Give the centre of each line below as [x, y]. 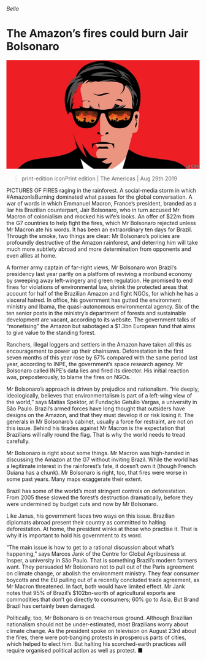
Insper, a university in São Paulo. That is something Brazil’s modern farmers [102, 561]
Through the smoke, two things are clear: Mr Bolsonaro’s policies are [93, 236]
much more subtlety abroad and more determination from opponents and [99, 249]
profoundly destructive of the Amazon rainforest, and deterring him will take [102, 243]
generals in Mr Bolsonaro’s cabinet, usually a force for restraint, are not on [100, 422]
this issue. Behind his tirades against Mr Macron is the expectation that [96, 428]
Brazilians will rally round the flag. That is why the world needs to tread [96, 435]
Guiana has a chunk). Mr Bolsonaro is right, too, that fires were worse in [97, 473]
